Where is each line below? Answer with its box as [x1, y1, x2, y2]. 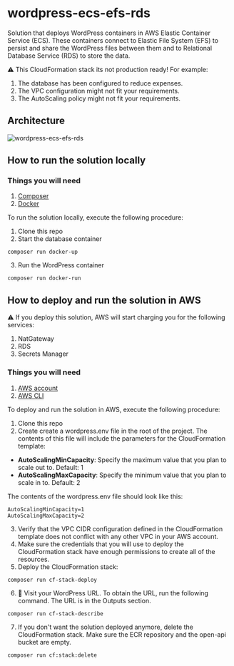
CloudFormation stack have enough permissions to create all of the [17, 547, 215, 555]
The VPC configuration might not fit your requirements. [17, 86, 180, 95]
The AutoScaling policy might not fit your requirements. [17, 94, 180, 103]
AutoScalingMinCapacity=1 [7, 506, 84, 513]
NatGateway [17, 334, 55, 343]
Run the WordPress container [17, 261, 105, 270]
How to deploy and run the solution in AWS [7, 294, 201, 306]
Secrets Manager [17, 349, 69, 358]
